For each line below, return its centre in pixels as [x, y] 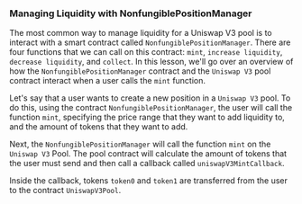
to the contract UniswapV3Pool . [65, 191]
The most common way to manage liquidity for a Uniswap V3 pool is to [141, 33]
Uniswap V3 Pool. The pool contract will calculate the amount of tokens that [148, 154]
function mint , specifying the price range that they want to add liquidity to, [147, 117]
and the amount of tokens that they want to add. [99, 127]
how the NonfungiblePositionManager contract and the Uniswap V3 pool [140, 71]
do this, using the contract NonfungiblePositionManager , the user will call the [151, 108]
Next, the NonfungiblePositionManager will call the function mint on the [140, 144]
